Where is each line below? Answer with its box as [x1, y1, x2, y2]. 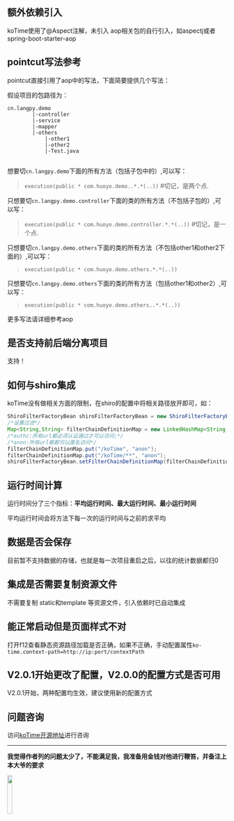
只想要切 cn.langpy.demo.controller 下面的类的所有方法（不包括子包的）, [7, 196, 216, 204]
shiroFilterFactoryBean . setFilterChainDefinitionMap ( [7, 459, 167, 466]
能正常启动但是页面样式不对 [7, 621, 127, 633]
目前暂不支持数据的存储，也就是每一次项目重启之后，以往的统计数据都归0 [7, 556, 219, 565]
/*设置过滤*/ [7, 420, 41, 427]
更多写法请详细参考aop [7, 314, 73, 323]
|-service [32, 117, 61, 124]
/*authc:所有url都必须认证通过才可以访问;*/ [7, 432, 124, 439]
